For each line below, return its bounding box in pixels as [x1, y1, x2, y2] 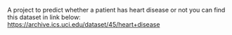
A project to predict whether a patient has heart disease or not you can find [7, 6, 226, 14]
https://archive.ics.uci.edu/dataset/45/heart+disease [7, 21, 160, 28]
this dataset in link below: [7, 13, 81, 21]
